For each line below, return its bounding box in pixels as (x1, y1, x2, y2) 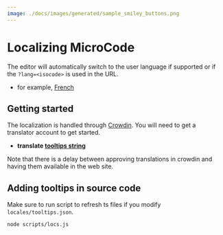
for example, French (16, 83, 74, 91)
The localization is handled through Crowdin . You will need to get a (7, 121, 196, 129)
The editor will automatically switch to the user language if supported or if (7, 63, 216, 71)
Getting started (7, 102, 74, 114)
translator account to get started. (7, 128, 101, 137)
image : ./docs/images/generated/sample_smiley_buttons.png (7, 10, 180, 17)
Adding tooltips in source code (7, 182, 141, 194)
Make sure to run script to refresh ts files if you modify (7, 201, 161, 209)
